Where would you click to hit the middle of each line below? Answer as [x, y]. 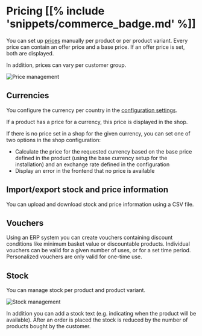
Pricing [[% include [55, 11]
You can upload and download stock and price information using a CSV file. [100, 204]
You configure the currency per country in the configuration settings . [92, 110]
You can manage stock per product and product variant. [76, 290]
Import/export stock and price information [87, 190]
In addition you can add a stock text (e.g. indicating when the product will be [101, 314]
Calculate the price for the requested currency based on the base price [103, 151]
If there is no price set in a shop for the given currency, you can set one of [99, 133]
